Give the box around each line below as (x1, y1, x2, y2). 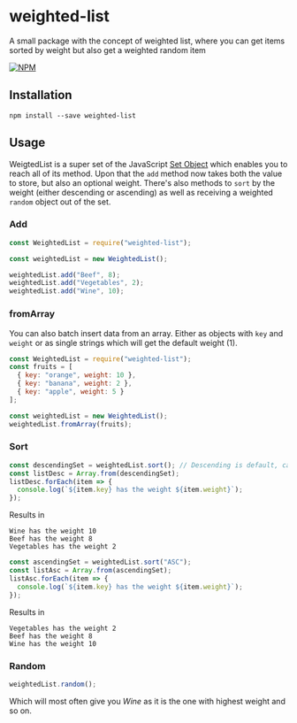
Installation (9, 88, 72, 103)
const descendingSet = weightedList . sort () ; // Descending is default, (9, 460, 278, 470)
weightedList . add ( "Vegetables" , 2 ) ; (9, 279, 144, 288)
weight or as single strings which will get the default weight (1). (9, 337, 238, 348)
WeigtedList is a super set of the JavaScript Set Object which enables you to (9, 158, 288, 169)
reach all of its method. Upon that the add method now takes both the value (9, 168, 283, 179)
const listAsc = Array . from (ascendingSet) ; (9, 566, 172, 575)
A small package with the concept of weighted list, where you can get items (9, 35, 286, 46)
